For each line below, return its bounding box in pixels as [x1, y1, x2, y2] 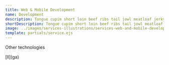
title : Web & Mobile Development [5, 7, 75, 12]
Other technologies [5, 44, 45, 50]
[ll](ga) [5, 54, 19, 60]
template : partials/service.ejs [5, 30, 73, 35]
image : [5, 26, 19, 31]
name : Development [5, 12, 44, 17]
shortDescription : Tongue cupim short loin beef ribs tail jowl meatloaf [5, 21, 163, 26]
